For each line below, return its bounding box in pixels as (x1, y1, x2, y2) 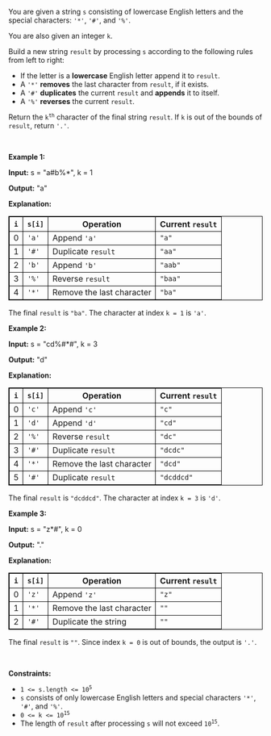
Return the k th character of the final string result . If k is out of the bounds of (8, 112, 262, 122)
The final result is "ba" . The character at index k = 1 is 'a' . (8, 308, 207, 317)
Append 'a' (52, 232, 98, 243)
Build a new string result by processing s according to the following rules (8, 47, 253, 56)
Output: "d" (8, 355, 48, 364)
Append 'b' (52, 260, 98, 270)
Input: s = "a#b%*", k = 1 (8, 168, 93, 177)
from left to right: (8, 56, 65, 65)
